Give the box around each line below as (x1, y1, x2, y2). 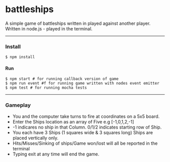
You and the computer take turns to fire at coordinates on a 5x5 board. (12, 113, 160, 119)
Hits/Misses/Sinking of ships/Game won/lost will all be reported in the (12, 140, 158, 146)
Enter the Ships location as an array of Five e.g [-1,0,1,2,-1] (12, 118, 134, 125)
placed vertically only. (12, 135, 59, 141)
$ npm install (5, 55, 35, 60)
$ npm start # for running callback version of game (5, 76, 119, 82)
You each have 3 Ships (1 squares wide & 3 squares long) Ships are (12, 129, 153, 135)
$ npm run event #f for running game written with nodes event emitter (5, 81, 159, 86)
